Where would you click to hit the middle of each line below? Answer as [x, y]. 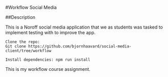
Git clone [16, 46]
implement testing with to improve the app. [50, 32]
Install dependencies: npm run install [48, 60]
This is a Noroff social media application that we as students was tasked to [84, 27]
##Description [20, 17]
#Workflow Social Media [31, 7]
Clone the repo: [23, 42]
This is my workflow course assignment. [48, 69]
